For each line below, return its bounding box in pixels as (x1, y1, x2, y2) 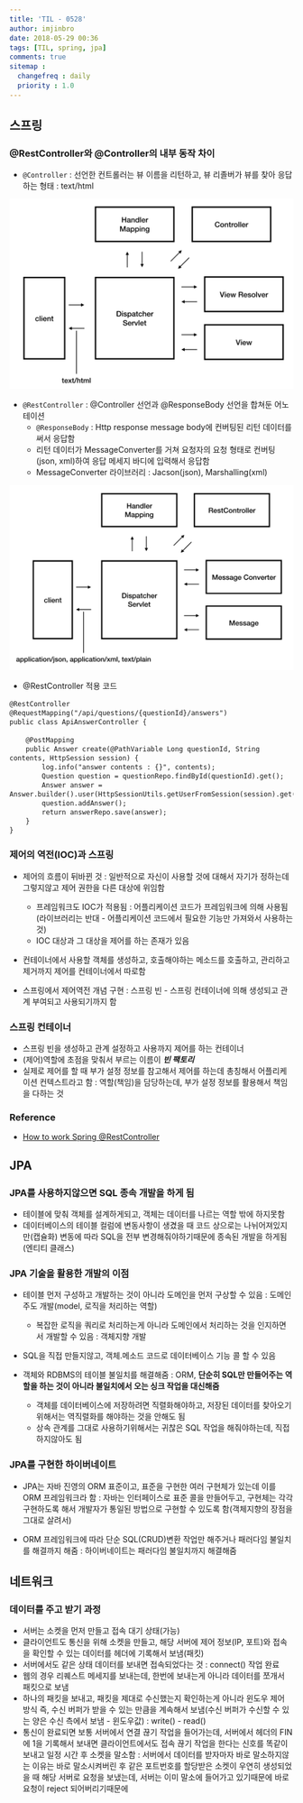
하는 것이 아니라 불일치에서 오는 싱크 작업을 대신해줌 (39, 1381, 220, 1392)
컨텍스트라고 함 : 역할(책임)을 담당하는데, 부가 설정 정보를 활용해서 (39, 1076, 271, 1087)
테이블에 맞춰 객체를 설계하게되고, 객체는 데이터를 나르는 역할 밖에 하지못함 (22, 1209, 286, 1219)
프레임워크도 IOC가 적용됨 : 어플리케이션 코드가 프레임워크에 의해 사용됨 (35, 901, 289, 912)
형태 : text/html (39, 180, 95, 191)
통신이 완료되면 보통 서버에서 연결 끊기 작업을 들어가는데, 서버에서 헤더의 (22, 1727, 278, 1738)
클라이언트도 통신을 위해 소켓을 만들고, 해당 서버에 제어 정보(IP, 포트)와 (22, 1637, 271, 1648)
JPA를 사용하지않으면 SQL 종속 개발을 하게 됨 (9, 1186, 195, 1199)
